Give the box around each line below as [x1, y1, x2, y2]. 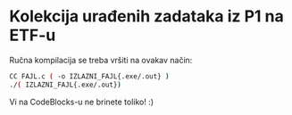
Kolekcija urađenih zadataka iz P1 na [9, 6, 284, 27]
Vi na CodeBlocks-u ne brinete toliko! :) [9, 96, 154, 107]
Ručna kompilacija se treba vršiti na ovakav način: [9, 54, 193, 65]
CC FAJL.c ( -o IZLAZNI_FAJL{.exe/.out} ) [9, 71, 170, 81]
